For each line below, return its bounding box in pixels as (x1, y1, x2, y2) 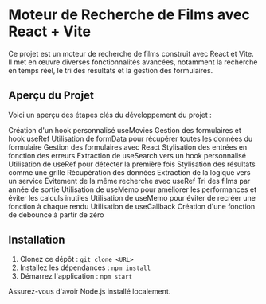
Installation (8, 233, 65, 247)
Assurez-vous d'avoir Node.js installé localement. (8, 286, 171, 296)
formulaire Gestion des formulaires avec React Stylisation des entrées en (8, 142, 248, 152)
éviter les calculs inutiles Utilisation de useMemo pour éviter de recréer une (8, 193, 256, 202)
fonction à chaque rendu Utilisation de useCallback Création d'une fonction (8, 201, 256, 211)
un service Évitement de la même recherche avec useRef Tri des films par (8, 176, 251, 185)
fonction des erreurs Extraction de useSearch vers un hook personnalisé (8, 150, 247, 160)
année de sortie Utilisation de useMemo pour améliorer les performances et (8, 185, 257, 194)
